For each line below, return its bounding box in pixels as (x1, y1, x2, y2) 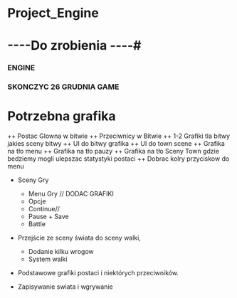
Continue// (28, 205, 60, 213)
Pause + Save (28, 212, 69, 221)
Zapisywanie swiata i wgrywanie (17, 282, 113, 291)
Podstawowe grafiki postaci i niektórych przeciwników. (17, 269, 179, 277)
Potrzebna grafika (7, 108, 116, 124)
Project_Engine (7, 5, 100, 21)
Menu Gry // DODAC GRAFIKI (28, 190, 114, 198)
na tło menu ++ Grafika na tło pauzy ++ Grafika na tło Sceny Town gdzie (7, 147, 219, 156)
